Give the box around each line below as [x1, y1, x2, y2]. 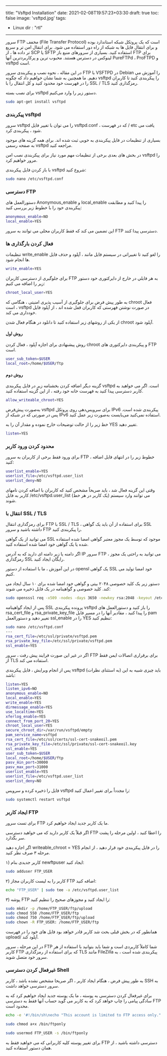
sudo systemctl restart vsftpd [5, 797, 70, 802]
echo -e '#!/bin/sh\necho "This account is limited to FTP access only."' [5, 1013, 164, 1018]
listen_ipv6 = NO [5, 686, 37, 691]
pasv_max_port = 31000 [5, 765, 49, 770]
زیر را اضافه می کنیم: [5, 280, 45, 286]
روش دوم [5, 372, 23, 378]
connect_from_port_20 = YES [5, 719, 59, 723]
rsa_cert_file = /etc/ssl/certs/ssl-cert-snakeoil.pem [5, 737, 117, 742]
